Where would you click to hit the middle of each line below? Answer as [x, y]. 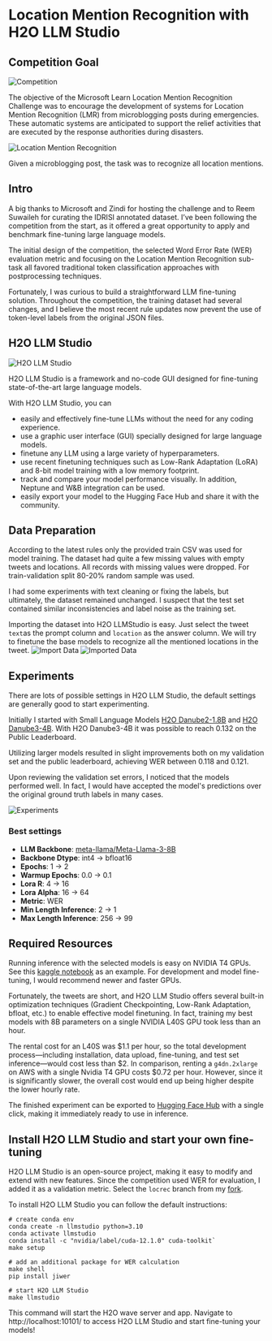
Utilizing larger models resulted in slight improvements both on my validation [136, 753]
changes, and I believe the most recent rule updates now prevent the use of [135, 309]
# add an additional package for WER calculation [94, 1262]
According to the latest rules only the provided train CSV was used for [125, 550]
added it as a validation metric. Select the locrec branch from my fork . [126, 1189]
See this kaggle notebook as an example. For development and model [125, 971]
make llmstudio [34, 1298]
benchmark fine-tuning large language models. [87, 234]
